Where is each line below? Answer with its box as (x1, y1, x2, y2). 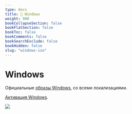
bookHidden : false (5, 43, 42, 48)
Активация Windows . (5, 95, 49, 100)
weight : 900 (5, 16, 29, 21)
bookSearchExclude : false (5, 39, 57, 44)
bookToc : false (5, 30, 36, 35)
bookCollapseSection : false (5, 20, 62, 26)
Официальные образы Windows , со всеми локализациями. (5, 85, 128, 91)
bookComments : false (5, 35, 47, 39)
